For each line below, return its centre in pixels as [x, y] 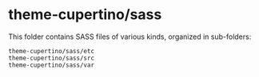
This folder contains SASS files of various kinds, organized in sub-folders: [130, 37]
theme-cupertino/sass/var [51, 65]
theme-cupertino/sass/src [51, 58]
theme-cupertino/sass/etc [51, 51]
